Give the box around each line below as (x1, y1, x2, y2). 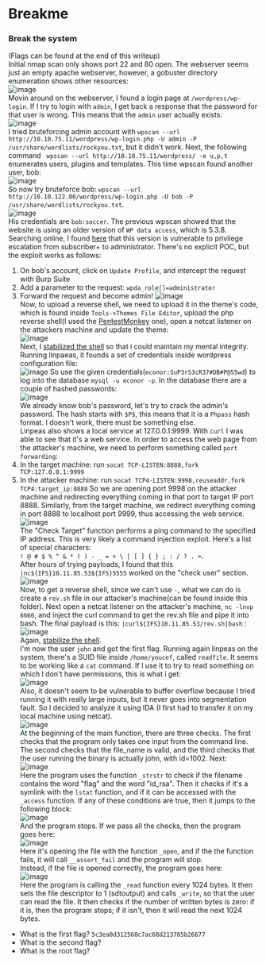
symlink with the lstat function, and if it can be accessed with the (19, 788, 237, 797)
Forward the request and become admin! (19, 291, 153, 301)
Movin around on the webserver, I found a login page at (8, 93, 190, 103)
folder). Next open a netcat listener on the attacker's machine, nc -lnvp (19, 602, 254, 611)
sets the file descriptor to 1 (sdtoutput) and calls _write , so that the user (19, 888, 256, 898)
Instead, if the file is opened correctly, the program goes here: (19, 863, 224, 873)
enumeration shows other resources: (8, 76, 129, 86)
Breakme (8, 5, 69, 23)
